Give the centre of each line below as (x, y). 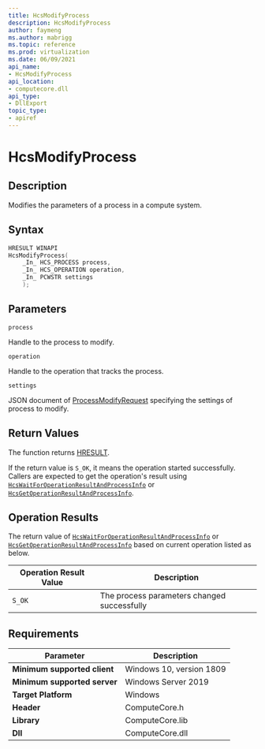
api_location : (32, 81)
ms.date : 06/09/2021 (42, 60)
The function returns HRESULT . (59, 452)
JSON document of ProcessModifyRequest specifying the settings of (121, 400)
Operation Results (53, 517)
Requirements (43, 633)
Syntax (26, 230)
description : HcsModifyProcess (60, 23)
